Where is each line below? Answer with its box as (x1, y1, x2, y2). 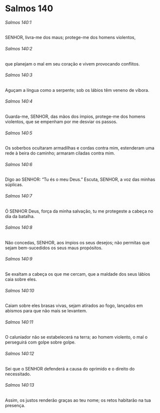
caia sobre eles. (5, 277, 37, 283)
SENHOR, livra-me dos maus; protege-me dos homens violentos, (5, 35, 136, 41)
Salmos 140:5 (5, 130, 33, 136)
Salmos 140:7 (5, 193, 33, 198)
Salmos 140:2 (5, 45, 33, 51)
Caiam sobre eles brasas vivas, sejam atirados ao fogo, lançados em (5, 303, 143, 308)
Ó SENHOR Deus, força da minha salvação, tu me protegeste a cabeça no (5, 208, 154, 214)
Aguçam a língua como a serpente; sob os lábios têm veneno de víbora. (5, 87, 150, 93)
